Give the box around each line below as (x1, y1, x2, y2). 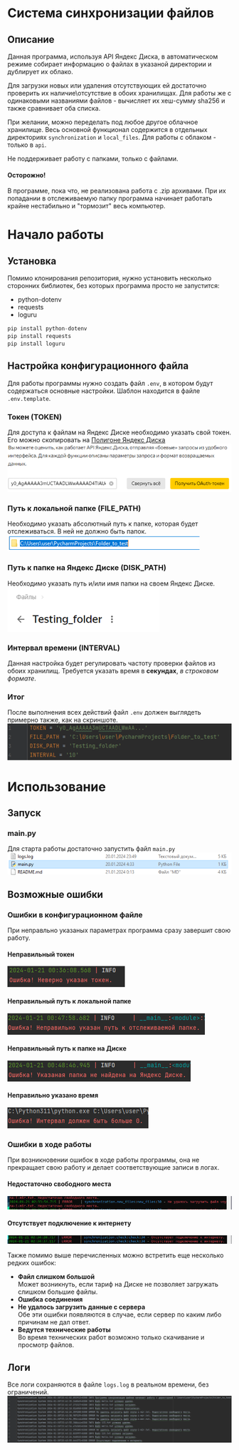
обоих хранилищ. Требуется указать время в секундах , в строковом (7, 666, 219, 675)
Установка (7, 255, 57, 267)
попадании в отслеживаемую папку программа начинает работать (7, 194, 213, 203)
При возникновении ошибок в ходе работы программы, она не (7, 1155, 200, 1164)
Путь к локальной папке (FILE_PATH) (7, 503, 142, 513)
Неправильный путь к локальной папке (7, 997, 132, 1006)
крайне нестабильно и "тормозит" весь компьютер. (7, 202, 166, 210)
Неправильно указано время (7, 1091, 98, 1100)
